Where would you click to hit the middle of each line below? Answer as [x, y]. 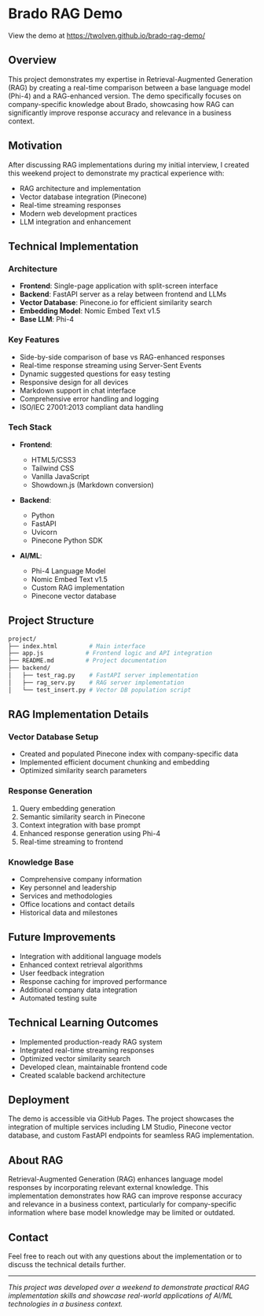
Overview [33, 60]
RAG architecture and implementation [80, 188]
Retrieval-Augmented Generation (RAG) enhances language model [116, 1179]
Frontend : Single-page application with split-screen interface [119, 286]
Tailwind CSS [53, 468]
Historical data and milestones [68, 912]
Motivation [35, 146]
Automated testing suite [58, 998]
